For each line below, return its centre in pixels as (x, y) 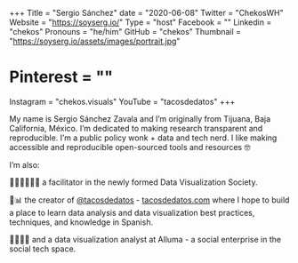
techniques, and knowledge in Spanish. (81, 222)
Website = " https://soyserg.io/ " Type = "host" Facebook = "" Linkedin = (141, 22)
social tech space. (43, 249)
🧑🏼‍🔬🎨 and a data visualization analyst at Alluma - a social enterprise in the (145, 239)
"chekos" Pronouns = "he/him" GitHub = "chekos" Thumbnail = (125, 32)
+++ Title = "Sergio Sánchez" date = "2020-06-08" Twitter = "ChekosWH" (146, 13)
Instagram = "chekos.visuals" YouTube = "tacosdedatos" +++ (122, 101)
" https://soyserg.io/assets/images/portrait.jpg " (95, 41)
